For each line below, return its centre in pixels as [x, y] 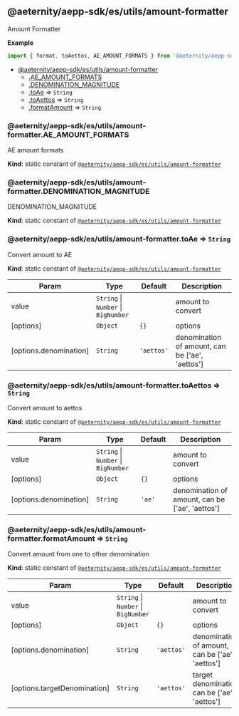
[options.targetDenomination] [60, 688]
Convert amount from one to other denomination [78, 554]
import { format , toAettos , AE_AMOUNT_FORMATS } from [89, 56]
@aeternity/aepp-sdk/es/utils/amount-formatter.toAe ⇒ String [119, 239]
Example [21, 43]
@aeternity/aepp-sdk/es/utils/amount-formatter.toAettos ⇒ [114, 385]
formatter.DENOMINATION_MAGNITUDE [79, 191]
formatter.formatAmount [51, 539]
